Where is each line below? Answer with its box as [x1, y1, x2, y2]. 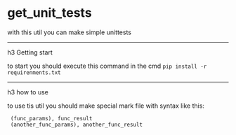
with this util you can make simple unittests [7, 28, 132, 36]
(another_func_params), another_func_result [10, 121, 143, 128]
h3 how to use [7, 87, 49, 96]
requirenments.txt [7, 69, 61, 76]
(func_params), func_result [10, 115, 93, 122]
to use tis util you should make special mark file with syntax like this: [7, 101, 205, 110]
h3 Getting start [7, 48, 53, 57]
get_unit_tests [7, 5, 93, 21]
